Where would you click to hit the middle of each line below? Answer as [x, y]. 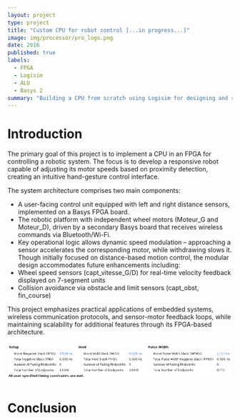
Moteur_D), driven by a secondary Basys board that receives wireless [120, 227]
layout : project [31, 15]
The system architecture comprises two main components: [94, 191]
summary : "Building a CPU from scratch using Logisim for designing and [118, 98]
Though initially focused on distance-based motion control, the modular [123, 258]
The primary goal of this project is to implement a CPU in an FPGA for [110, 154]
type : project [29, 22]
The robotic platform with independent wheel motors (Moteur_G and [118, 220]
